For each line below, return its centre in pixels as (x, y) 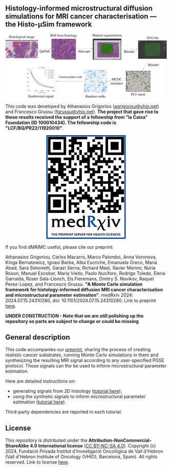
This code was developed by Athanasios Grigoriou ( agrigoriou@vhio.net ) (82, 106)
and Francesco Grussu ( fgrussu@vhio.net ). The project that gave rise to (82, 112)
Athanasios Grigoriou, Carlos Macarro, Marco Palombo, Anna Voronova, (81, 257)
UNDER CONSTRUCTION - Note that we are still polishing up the (74, 316)
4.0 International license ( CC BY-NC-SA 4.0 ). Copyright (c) (93, 446)
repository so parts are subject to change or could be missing (72, 321)
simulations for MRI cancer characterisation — (81, 17)
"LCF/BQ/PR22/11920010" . (35, 128)
